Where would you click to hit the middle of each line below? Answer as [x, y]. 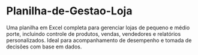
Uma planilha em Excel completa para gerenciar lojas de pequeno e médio [98, 27]
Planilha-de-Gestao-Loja [69, 11]
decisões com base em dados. [44, 47]
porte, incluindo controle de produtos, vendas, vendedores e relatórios [94, 33]
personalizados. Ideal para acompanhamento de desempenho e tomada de [99, 40]
